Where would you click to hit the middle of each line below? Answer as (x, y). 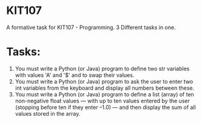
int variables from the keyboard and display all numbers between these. (105, 88)
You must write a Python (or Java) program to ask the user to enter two (104, 81)
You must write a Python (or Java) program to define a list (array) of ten (104, 94)
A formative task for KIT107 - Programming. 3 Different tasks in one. (91, 27)
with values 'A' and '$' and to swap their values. (75, 75)
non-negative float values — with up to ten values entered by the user (102, 101)
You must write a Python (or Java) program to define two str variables (102, 68)
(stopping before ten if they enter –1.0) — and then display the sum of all (105, 107)
